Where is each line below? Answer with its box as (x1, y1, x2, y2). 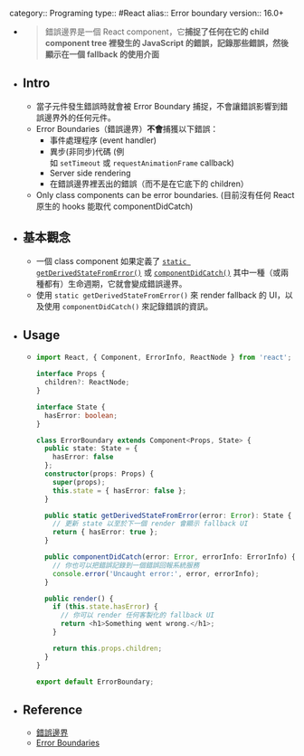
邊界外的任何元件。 (43, 112, 116, 123)
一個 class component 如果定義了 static (35, 255, 187, 266)
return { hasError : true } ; (52, 528, 158, 537)
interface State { (35, 402, 106, 411)
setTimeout (60, 158, 101, 168)
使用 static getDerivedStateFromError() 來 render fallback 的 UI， (35, 289, 285, 300)
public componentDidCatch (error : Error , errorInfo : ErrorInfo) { (43, 553, 296, 562)
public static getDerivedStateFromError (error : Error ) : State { (43, 511, 292, 520)
